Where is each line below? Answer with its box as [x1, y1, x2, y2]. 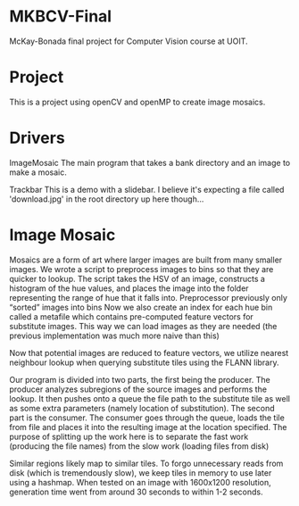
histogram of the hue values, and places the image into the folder [9, 283, 249, 294]
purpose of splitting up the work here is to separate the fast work [9, 431, 249, 442]
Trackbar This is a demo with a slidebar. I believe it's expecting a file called [9, 184, 285, 195]
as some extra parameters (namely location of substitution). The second [9, 402, 275, 413]
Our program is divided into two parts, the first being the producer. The [9, 374, 270, 385]
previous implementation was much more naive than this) [9, 330, 220, 341]
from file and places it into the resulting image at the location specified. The [9, 421, 287, 432]
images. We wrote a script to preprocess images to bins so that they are [9, 263, 274, 274]
